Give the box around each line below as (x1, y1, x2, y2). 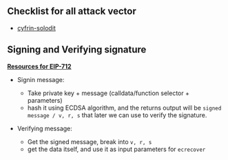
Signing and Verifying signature (7, 44, 147, 56)
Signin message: (17, 75, 65, 83)
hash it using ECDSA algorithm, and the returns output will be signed (27, 103, 222, 112)
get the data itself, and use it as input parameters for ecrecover (27, 145, 206, 153)
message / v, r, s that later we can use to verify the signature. (27, 110, 207, 119)
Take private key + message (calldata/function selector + (27, 89, 189, 97)
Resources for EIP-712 (7, 62, 72, 70)
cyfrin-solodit (17, 23, 56, 32)
